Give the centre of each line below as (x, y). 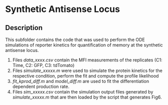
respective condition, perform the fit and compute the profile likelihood (86, 76)
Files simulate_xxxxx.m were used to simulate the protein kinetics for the (88, 70)
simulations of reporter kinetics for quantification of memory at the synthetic (84, 45)
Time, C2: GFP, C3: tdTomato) (43, 65)
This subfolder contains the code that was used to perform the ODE (75, 39)
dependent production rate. (41, 86)
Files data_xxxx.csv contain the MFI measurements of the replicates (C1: (87, 60)
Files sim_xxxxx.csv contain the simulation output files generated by (83, 92)
